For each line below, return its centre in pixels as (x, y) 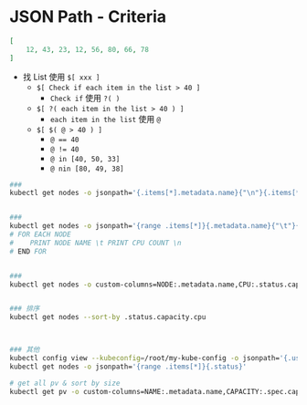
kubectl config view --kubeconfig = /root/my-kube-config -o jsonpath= (145, 358)
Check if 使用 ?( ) (85, 98)
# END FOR (28, 251)
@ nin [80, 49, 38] (87, 169)
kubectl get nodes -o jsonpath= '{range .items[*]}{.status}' (128, 367)
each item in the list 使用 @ (106, 119)
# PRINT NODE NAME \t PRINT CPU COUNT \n (95, 243)
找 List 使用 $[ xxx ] (61, 77)
